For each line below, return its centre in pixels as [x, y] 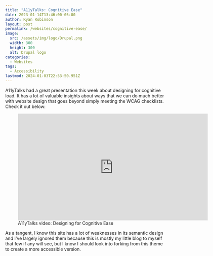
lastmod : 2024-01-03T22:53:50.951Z [43, 76]
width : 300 [21, 43]
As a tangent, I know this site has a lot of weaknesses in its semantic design [84, 233]
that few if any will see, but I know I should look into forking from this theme [84, 243]
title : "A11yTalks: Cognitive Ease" [44, 10]
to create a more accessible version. [43, 249]
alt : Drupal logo [28, 52]
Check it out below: [26, 106]
